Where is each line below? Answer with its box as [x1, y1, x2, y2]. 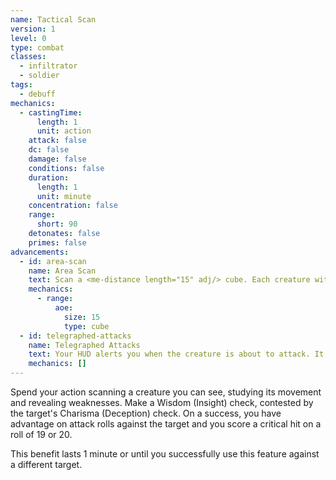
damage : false [28, 154, 87, 164]
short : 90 [36, 219, 78, 230]
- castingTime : [19, 107, 83, 118]
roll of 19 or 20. [10, 429, 73, 440]
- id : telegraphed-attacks [19, 331, 132, 341]
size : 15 [63, 312, 101, 322]
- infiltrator [19, 61, 78, 71]
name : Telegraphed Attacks [28, 340, 141, 350]
